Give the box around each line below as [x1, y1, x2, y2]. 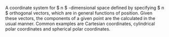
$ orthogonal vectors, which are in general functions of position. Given [5, 10, 153, 16]
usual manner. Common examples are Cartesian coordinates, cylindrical [5, 20, 155, 26]
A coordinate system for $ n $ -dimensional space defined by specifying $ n [5, 5, 164, 10]
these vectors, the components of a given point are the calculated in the [5, 15, 155, 21]
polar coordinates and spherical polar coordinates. [5, 26, 110, 32]
